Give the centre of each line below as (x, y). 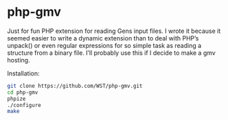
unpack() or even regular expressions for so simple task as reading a (104, 45)
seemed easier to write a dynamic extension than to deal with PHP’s (103, 38)
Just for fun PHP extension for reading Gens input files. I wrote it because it (114, 31)
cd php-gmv (23, 92)
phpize (16, 99)
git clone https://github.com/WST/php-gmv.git (75, 86)
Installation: (23, 73)
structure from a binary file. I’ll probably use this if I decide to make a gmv (112, 53)
